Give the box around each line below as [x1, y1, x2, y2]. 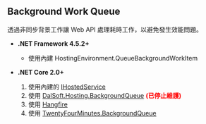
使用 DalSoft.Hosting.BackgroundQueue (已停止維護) [28, 91, 182, 99]
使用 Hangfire [28, 100, 68, 108]
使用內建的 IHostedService [28, 82, 106, 91]
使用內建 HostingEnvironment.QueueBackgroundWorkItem [28, 54, 198, 62]
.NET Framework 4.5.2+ [17, 39, 90, 48]
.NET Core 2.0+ [17, 68, 65, 76]
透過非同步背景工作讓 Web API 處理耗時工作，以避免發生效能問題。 [7, 25, 202, 34]
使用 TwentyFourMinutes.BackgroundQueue [28, 108, 157, 117]
